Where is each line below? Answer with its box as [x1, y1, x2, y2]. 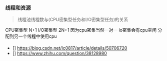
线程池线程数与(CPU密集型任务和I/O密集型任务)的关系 [17, 16, 128, 23]
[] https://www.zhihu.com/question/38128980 [12, 50, 107, 56]
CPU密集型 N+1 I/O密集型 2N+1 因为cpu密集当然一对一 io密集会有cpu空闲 [5, 27, 156, 33]
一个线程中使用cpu [18, 33, 57, 39]
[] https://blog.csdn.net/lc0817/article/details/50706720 [12, 45, 127, 51]
